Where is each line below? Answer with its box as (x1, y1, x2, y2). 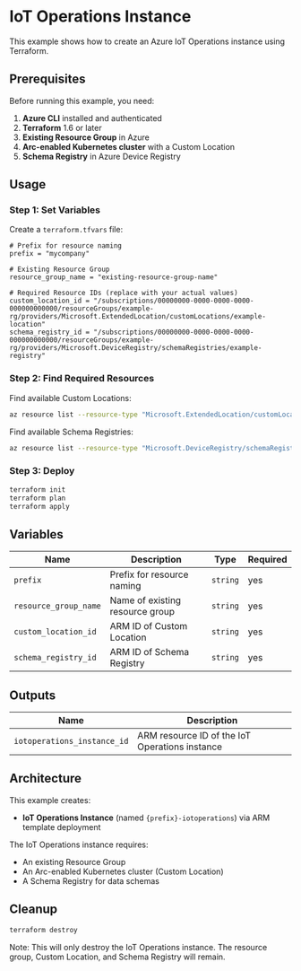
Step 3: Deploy (9, 465, 75, 477)
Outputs (9, 687, 56, 703)
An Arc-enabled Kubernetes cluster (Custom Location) (21, 866, 224, 877)
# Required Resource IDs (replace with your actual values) (9, 289, 239, 298)
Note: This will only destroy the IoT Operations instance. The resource (9, 941, 268, 952)
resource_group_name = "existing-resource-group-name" (9, 273, 219, 282)
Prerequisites (9, 72, 86, 87)
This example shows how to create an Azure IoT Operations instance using (9, 36, 285, 47)
